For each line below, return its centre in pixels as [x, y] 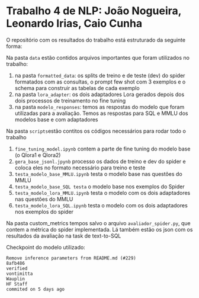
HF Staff [17, 284]
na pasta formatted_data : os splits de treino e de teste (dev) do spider [100, 75]
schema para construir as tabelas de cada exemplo [77, 88]
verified [17, 268]
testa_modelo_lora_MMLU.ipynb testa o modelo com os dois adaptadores [102, 193]
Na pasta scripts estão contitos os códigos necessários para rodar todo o [96, 131]
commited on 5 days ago [36, 289]
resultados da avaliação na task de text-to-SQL [64, 236]
